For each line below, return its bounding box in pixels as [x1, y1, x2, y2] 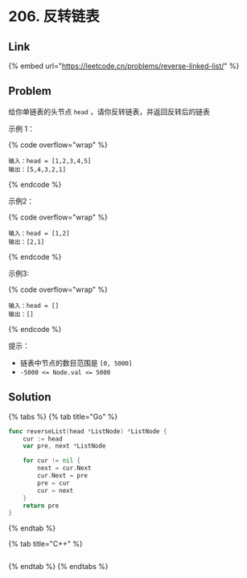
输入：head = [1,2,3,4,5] [8, 157, 92, 165]
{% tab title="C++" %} [8, 539, 83, 549]
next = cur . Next [37, 464, 92, 473]
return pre [23, 502, 60, 510]
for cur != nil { [23, 457, 81, 465]
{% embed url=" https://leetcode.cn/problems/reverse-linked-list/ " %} [8, 61, 240, 71]
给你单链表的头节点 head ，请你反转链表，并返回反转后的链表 [8, 106, 211, 117]
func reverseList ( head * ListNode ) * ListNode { [8, 427, 167, 435]
